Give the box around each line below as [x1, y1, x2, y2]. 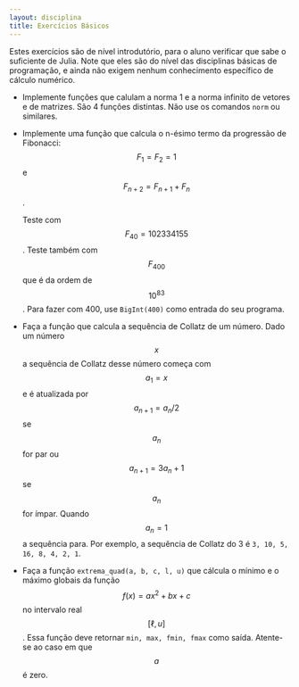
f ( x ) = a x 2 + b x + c [122, 589, 191, 600]
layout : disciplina [9, 12, 82, 22]
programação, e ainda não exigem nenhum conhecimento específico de [9, 64, 274, 76]
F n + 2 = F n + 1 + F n [123, 181, 190, 195]
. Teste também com [21, 244, 98, 255]
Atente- [255, 632, 284, 642]
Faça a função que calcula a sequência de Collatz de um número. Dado [21, 321, 286, 332]
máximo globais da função [21, 575, 120, 585]
